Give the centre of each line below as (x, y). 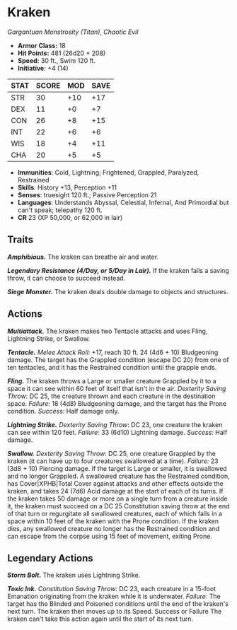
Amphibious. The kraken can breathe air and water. (83, 257)
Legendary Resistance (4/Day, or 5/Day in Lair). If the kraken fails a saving (118, 270)
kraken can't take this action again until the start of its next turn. (100, 619)
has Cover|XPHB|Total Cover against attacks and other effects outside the (116, 483)
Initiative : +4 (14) (43, 68)
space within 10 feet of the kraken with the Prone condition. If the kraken (113, 521)
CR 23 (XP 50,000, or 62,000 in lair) (70, 217)
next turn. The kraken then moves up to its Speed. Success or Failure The (115, 612)
